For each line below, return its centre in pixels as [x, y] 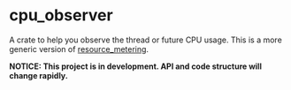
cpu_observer [61, 15]
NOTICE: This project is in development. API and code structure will [136, 66]
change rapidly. [38, 75]
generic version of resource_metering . [79, 49]
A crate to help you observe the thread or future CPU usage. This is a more [146, 40]
